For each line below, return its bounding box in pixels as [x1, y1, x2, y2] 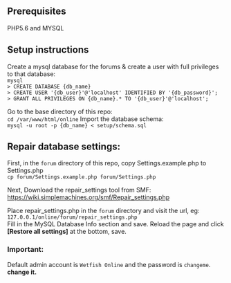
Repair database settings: [7, 141, 121, 153]
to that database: [7, 69, 56, 78]
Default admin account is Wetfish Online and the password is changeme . [7, 260, 211, 268]
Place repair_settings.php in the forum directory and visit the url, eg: [7, 207, 200, 215]
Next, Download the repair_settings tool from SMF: [7, 186, 151, 194]
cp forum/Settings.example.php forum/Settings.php [7, 174, 156, 181]
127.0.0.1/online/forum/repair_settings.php [7, 214, 138, 221]
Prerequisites [7, 6, 66, 17]
